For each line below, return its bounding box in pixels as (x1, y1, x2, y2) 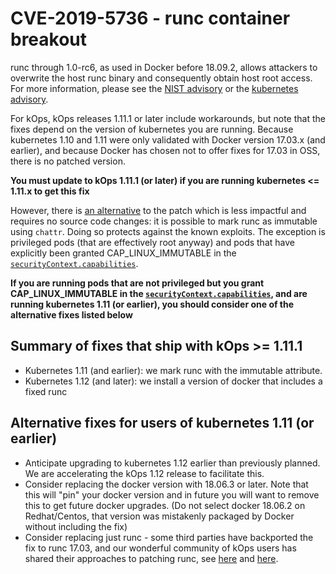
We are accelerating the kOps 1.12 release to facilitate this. (24, 467, 265, 479)
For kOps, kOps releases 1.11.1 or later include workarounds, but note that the (10, 112, 326, 124)
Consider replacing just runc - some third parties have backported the (24, 531, 314, 543)
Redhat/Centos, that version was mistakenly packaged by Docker (24, 510, 295, 522)
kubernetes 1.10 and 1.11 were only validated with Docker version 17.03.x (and (10, 133, 326, 146)
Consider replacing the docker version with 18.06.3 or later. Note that (24, 478, 309, 490)
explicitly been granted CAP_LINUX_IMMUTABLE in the (10, 247, 237, 259)
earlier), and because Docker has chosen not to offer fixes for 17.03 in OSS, (10, 144, 321, 156)
